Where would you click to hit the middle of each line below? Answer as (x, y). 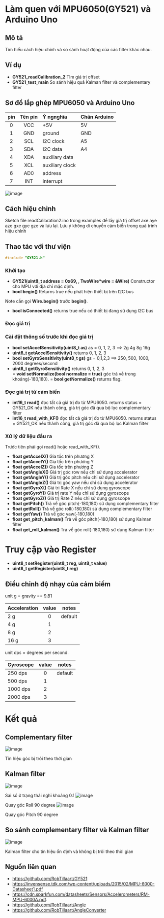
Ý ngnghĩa (55, 117)
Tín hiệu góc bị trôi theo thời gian (39, 758)
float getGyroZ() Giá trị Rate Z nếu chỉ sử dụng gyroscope (71, 498)
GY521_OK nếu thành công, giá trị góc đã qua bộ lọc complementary (81, 408)
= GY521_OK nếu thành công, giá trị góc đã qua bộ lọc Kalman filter (80, 423)
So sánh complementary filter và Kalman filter (77, 830)
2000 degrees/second (35, 363)
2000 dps (19, 697)
